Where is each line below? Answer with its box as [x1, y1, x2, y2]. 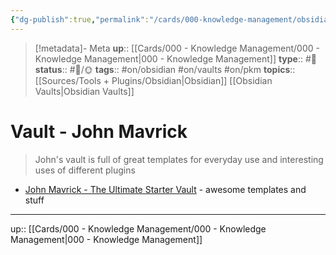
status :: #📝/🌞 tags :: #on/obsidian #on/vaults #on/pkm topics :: [34, 63, 296, 75]
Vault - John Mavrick [10, 120, 188, 143]
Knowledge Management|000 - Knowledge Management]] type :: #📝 [34, 52, 318, 65]
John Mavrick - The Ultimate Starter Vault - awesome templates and [24, 183, 307, 195]
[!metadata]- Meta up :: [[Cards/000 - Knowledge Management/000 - [34, 42, 320, 54]
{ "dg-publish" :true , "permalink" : [10, 14, 150, 25]
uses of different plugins [34, 164, 136, 176]
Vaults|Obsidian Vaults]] [34, 85, 135, 97]
